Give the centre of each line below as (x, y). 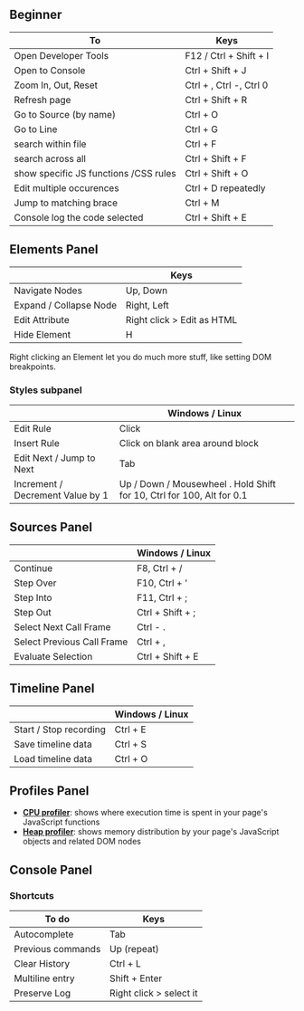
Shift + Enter (136, 978)
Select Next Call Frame (62, 626)
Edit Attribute (42, 320)
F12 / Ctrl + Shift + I (227, 55)
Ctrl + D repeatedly (225, 187)
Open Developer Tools (62, 55)
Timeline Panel (52, 688)
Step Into (33, 597)
